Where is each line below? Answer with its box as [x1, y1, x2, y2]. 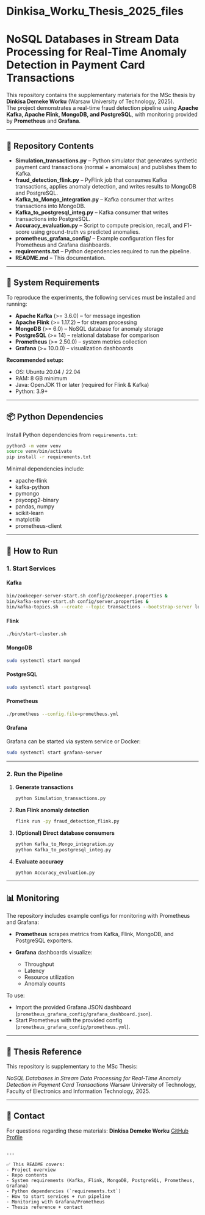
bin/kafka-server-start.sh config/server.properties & [6, 598, 149, 605]
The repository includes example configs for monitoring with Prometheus [6, 912, 190, 920]
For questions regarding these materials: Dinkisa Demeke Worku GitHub [6, 1127, 189, 1134]
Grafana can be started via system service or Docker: [6, 737, 141, 745]
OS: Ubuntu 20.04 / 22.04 [15, 368, 81, 375]
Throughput [24, 961, 54, 968]
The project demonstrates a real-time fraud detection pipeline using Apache [6, 104, 198, 112]
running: [6, 300, 27, 308]
